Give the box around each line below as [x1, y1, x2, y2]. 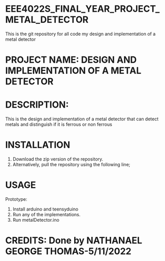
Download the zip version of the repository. [12, 156, 104, 162]
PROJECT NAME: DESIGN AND [5, 54, 137, 66]
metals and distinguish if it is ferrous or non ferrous [5, 121, 113, 127]
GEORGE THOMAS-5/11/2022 [5, 246, 131, 257]
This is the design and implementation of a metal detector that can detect [5, 116, 159, 122]
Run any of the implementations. [12, 211, 81, 217]
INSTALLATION [5, 139, 70, 151]
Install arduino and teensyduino [12, 206, 79, 212]
